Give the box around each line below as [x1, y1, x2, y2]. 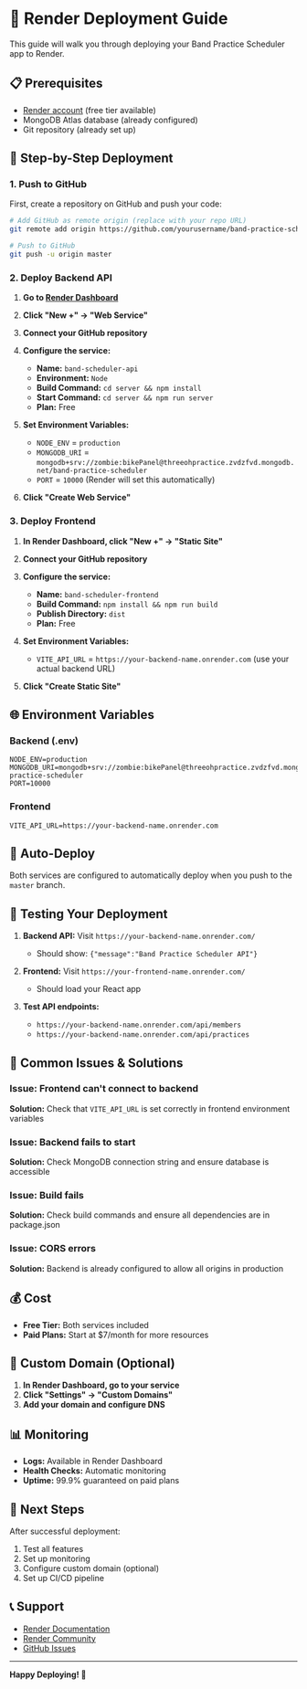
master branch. [9, 880, 66, 891]
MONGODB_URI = [36, 447, 90, 458]
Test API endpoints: [22, 1001, 100, 1012]
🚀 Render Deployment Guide [9, 8, 228, 29]
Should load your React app [36, 984, 142, 995]
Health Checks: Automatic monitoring [22, 1465, 166, 1476]
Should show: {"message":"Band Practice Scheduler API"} [36, 948, 259, 959]
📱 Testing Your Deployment [9, 906, 168, 922]
